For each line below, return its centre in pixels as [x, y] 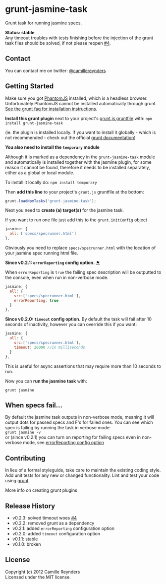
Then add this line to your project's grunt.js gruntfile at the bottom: [75, 192]
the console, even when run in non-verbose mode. [57, 278]
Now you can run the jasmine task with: [46, 381]
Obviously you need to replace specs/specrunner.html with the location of [81, 248]
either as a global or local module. [40, 173]
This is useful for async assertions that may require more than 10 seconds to [83, 366]
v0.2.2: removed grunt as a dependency [53, 523]
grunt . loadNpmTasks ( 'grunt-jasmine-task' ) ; [51, 201]
